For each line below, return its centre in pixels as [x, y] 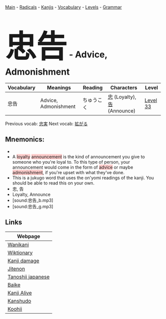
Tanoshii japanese [29, 276]
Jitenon [16, 269]
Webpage [29, 236]
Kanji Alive [20, 293]
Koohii [15, 309]
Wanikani [18, 244]
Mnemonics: [25, 140]
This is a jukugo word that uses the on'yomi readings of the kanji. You [83, 178]
